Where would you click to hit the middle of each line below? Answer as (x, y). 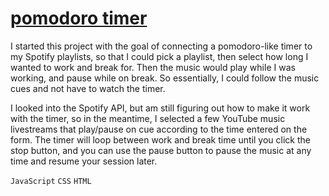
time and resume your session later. (84, 161)
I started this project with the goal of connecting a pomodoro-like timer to (161, 46)
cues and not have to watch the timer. (88, 88)
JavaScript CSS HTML (51, 181)
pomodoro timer (79, 18)
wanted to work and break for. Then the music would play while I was (153, 67)
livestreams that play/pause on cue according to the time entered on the (159, 129)
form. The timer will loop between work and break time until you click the (160, 139)
